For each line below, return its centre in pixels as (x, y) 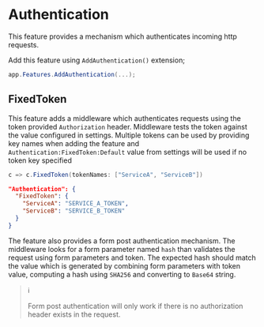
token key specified (40, 160)
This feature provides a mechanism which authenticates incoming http (123, 36)
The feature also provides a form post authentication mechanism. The (122, 241)
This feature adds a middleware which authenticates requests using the (124, 118)
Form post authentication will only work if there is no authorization (135, 306)
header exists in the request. (74, 314)
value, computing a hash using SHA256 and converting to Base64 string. (122, 274)
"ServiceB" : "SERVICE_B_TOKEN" (74, 211)
